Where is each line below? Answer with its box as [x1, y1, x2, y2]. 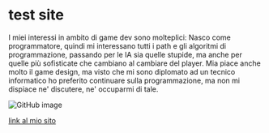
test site [8, 6, 65, 24]
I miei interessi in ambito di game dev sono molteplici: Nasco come [8, 32, 231, 42]
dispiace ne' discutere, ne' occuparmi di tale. [8, 84, 159, 94]
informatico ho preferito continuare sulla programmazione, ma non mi [8, 75, 241, 85]
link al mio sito [8, 115, 57, 125]
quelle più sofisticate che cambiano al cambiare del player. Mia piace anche [8, 58, 261, 68]
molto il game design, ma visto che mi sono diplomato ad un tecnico [8, 66, 236, 76]
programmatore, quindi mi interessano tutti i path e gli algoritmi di [8, 41, 227, 50]
